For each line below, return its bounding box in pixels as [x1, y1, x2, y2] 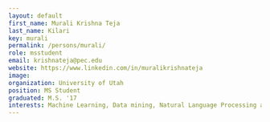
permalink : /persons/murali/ [8, 42, 106, 50]
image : [8, 71, 31, 79]
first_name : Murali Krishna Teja [8, 19, 121, 27]
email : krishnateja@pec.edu [8, 57, 103, 65]
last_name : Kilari [8, 26, 70, 35]
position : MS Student [8, 86, 81, 95]
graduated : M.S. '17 [8, 94, 78, 102]
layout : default [8, 11, 63, 20]
